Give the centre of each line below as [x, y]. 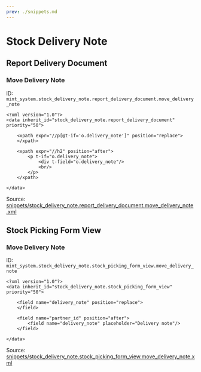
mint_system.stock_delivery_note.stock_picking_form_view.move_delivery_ [100, 266]
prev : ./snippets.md [32, 12]
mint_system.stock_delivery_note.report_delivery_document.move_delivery [100, 99]
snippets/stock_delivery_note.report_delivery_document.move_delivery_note [100, 205]
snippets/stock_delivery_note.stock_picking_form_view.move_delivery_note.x [100, 356]
